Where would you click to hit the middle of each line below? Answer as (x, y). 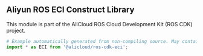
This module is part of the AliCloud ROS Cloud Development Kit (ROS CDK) (99, 24)
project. (16, 30)
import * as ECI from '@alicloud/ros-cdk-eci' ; (67, 47)
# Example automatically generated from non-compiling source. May (93, 41)
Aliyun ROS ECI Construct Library (70, 10)
